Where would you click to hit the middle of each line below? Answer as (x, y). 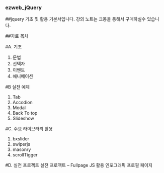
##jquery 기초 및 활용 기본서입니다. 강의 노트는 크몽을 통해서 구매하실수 (75, 19)
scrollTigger (25, 155)
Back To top (25, 113)
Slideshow (23, 118)
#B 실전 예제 (18, 87)
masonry (22, 149)
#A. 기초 (14, 47)
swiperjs (21, 144)
